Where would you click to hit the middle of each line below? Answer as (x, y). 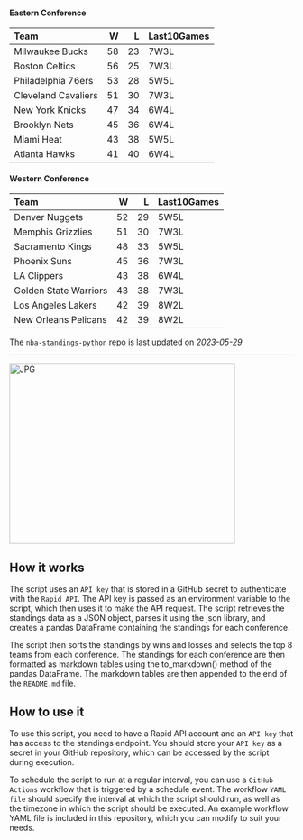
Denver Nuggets (49, 217)
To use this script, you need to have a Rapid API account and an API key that (151, 734)
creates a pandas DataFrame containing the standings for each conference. (150, 628)
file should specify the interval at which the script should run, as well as (145, 799)
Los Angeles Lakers (55, 305)
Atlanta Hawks (45, 154)
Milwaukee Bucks (51, 51)
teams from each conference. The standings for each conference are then (147, 655)
